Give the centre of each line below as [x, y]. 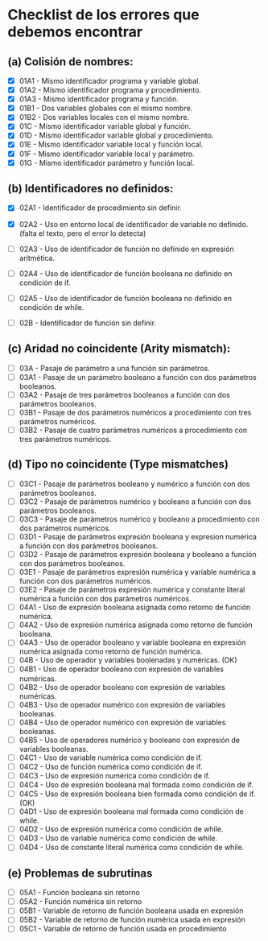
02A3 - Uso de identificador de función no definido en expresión [126, 249]
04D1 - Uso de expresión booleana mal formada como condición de [132, 811]
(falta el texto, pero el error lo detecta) [82, 233]
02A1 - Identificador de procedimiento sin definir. [100, 208]
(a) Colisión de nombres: [70, 62]
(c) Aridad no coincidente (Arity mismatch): [119, 349]
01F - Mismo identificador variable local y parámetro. [107, 154]
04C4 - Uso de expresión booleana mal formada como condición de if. [136, 784]
